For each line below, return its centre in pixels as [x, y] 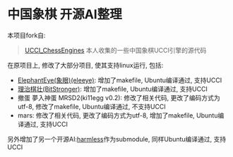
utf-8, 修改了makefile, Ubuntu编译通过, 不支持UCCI [91, 106]
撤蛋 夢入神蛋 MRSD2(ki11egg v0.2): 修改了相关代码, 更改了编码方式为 [119, 98]
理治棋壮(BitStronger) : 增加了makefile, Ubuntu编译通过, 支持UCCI [113, 89]
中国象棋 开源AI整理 [65, 14]
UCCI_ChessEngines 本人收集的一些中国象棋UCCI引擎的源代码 [115, 50]
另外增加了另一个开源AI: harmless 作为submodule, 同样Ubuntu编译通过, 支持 [117, 139]
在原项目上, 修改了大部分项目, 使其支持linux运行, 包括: [85, 65]
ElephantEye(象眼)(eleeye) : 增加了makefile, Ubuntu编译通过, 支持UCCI [120, 80]
